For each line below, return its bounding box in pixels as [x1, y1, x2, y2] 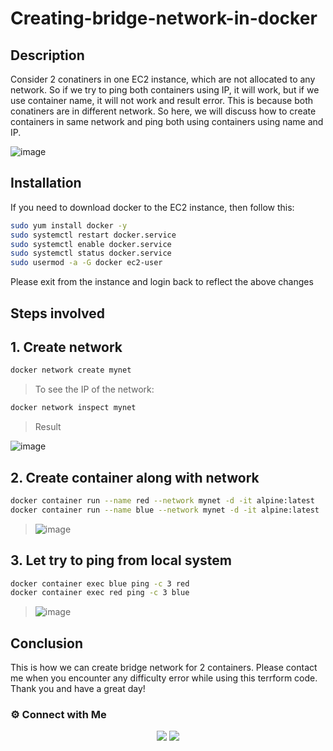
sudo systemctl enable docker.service [10, 239, 172, 249]
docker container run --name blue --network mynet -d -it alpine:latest [10, 505, 320, 515]
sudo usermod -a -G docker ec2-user [10, 258, 163, 268]
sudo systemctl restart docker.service [10, 230, 177, 240]
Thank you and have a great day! [10, 683, 146, 695]
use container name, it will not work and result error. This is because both [10, 95, 314, 106]
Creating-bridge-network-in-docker [10, 7, 318, 30]
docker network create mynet [10, 365, 132, 376]
